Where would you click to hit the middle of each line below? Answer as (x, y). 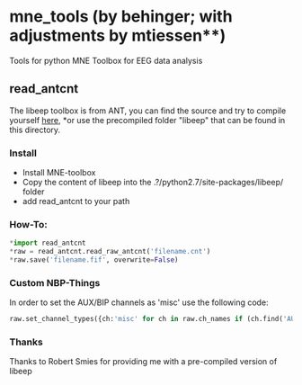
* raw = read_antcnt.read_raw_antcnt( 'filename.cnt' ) (110, 252)
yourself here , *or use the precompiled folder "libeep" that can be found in (147, 120)
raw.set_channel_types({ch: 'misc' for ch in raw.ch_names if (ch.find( (146, 319)
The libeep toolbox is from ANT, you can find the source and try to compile (148, 111)
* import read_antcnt (48, 243)
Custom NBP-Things (55, 282)
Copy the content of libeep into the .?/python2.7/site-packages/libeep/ (153, 183)
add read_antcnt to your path (76, 201)
